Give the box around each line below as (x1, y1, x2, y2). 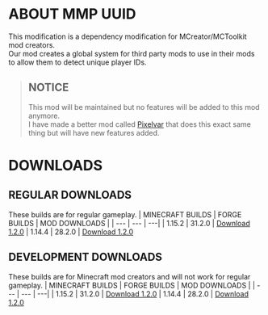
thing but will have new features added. (27, 128, 160, 137)
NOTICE (27, 81, 69, 94)
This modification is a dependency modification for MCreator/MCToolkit (8, 31, 248, 41)
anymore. (27, 111, 61, 120)
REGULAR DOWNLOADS (8, 188, 132, 202)
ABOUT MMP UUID (8, 5, 136, 23)
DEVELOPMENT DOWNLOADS (8, 250, 163, 264)
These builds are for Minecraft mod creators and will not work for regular (8, 271, 251, 281)
